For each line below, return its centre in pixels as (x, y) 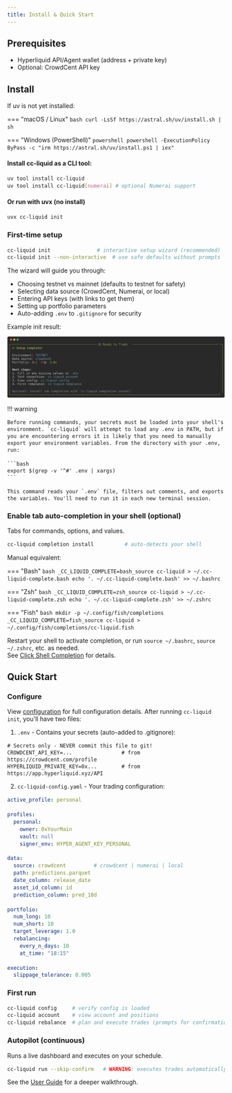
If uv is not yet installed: (41, 106)
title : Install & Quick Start (51, 15)
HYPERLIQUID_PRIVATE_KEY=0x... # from (74, 767)
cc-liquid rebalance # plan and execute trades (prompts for (98, 1023)
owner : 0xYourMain (46, 829)
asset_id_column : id (43, 888)
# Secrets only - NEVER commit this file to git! (80, 746)
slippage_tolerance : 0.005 (52, 975)
